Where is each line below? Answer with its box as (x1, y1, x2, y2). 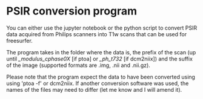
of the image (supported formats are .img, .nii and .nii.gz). (6, 62, 150, 69)
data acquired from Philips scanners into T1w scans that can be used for (6, 30, 187, 37)
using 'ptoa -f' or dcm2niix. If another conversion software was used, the (6, 80, 189, 87)
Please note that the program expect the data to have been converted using (6, 73, 196, 80)
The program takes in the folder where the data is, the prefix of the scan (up (6, 48, 196, 56)
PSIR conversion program (6, 4, 138, 18)
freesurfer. (6, 37, 33, 44)
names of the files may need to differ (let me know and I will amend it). (6, 86, 182, 93)
